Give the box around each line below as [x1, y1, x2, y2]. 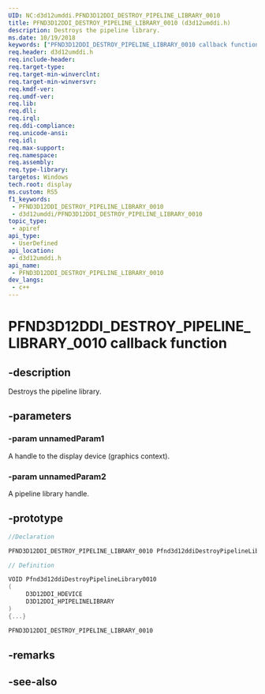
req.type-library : [8, 166, 69, 174]
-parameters [8, 409, 72, 423]
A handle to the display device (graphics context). [8, 451, 170, 461]
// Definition [8, 561, 55, 569]
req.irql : [8, 115, 41, 123]
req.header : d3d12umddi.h [8, 48, 93, 56]
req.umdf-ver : [8, 92, 55, 100]
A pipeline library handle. [8, 488, 89, 498]
